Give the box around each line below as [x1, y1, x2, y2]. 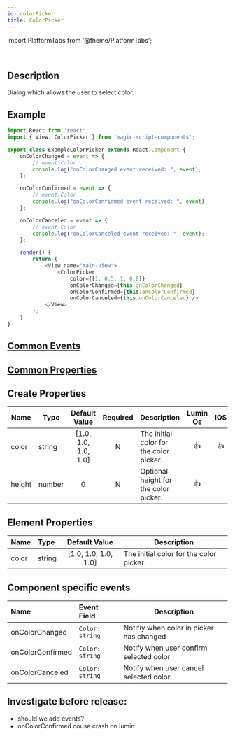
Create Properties [7, 388, 87, 399]
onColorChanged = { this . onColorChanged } [69, 281, 183, 289]
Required [102, 413, 134, 423]
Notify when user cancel [123, 663, 204, 672]
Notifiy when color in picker [123, 623, 214, 632]
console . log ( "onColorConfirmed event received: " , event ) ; [32, 198, 208, 205]
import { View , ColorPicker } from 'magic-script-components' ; [7, 134, 196, 141]
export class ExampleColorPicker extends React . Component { [7, 146, 187, 153]
